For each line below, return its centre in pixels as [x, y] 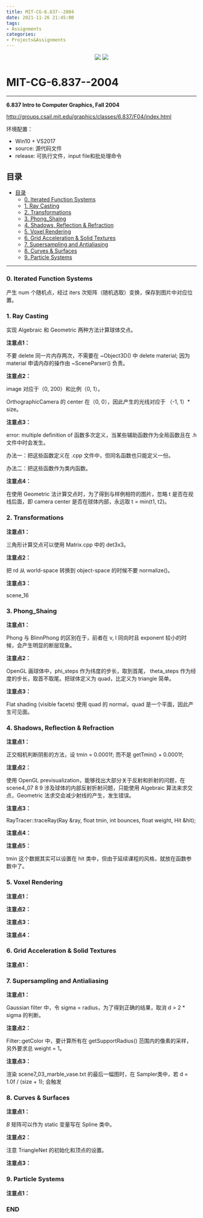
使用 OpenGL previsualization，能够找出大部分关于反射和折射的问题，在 [96, 781]
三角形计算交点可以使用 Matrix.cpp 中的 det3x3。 [68, 545]
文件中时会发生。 [27, 443]
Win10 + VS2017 [35, 141]
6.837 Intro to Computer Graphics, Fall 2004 [63, 105]
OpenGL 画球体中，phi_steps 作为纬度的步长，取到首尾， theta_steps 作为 [99, 671]
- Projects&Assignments [36, 40]
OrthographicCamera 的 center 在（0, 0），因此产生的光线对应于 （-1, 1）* [98, 402]
